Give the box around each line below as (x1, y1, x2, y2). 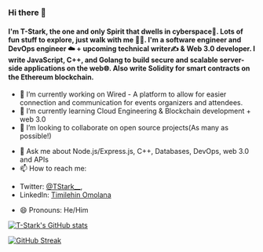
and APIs (19, 155, 49, 164)
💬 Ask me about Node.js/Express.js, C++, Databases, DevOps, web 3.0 (19, 147, 250, 156)
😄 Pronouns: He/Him (19, 206, 89, 215)
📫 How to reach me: (19, 164, 87, 173)
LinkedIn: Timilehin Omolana (19, 190, 111, 199)
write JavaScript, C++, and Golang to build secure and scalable (8, 55, 218, 64)
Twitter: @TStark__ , (19, 182, 83, 192)
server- (219, 55, 245, 64)
